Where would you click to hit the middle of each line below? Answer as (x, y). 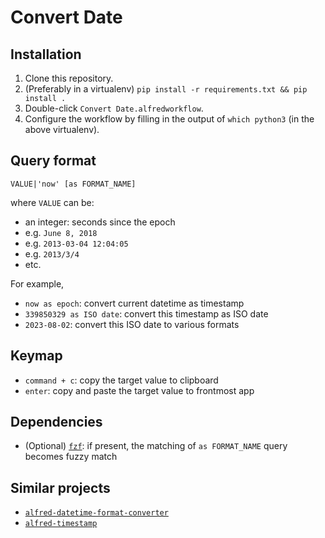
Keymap (36, 356)
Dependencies (56, 422)
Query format (53, 161)
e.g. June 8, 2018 (61, 232)
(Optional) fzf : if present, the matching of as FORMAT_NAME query (156, 446)
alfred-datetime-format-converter (96, 513)
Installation (46, 54)
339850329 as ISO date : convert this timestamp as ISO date (146, 313)
